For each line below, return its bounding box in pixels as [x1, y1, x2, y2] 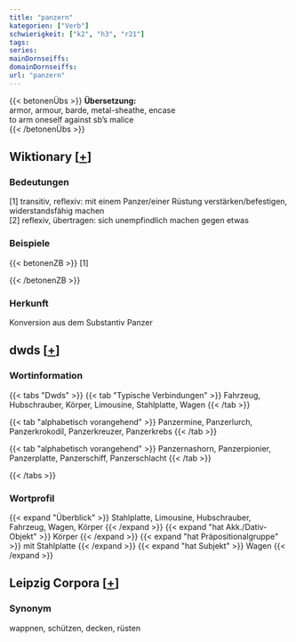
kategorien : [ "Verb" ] [9, 21, 90, 30]
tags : [9, 37, 29, 47]
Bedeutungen [9, 176, 69, 189]
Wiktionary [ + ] [9, 149, 92, 165]
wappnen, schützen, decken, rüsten [9, 622, 140, 633]
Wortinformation [9, 370, 83, 382]
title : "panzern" [9, 12, 74, 22]
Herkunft [9, 297, 49, 309]
